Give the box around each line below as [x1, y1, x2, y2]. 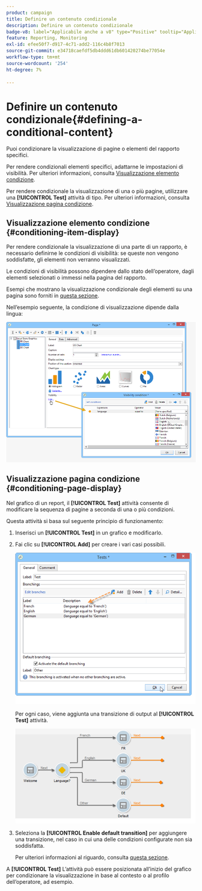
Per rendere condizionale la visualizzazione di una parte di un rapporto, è [6, 243, 188, 251]
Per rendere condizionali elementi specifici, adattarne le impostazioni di [6, 163, 183, 171]
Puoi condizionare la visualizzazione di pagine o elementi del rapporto [6, 145, 180, 153]
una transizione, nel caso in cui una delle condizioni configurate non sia [14, 836, 192, 843]
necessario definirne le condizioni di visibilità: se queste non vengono [6, 250, 179, 257]
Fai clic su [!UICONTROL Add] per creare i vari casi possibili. [14, 540, 166, 548]
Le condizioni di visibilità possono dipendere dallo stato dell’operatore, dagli [6, 268, 194, 275]
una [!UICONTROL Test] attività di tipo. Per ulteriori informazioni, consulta [6, 194, 190, 201]
